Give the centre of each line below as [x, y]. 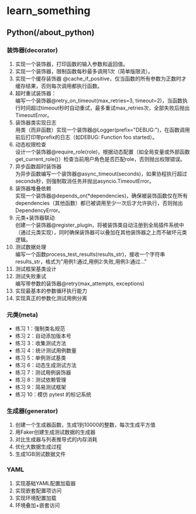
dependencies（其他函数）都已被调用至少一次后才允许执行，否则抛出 [99, 203]
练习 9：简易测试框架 [41, 387]
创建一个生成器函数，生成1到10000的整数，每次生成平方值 [85, 425]
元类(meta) [23, 314]
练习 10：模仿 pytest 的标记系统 [53, 395]
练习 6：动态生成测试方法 [46, 365]
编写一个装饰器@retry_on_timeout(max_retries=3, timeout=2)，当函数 [99, 100]
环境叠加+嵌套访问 [37, 505]
